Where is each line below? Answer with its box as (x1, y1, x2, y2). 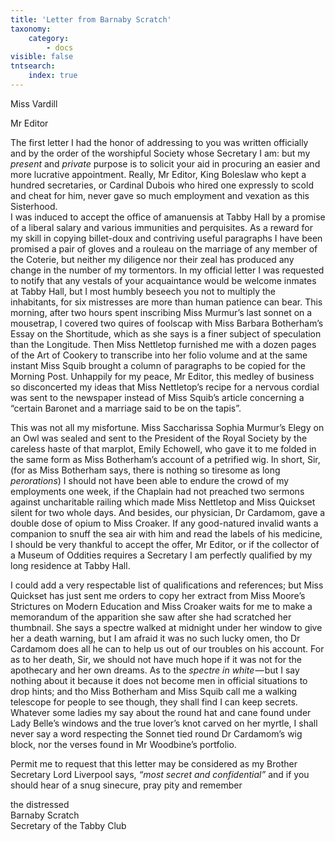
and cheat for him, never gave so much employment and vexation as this (10, 189, 310, 201)
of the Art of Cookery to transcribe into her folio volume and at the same (10, 349, 308, 361)
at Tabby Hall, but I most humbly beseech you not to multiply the (10, 285, 277, 297)
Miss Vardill (10, 97, 58, 110)
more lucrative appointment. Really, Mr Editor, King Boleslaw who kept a (10, 168, 307, 180)
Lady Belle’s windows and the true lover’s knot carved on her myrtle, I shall (10, 717, 318, 729)
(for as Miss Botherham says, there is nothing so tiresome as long (10, 464, 281, 476)
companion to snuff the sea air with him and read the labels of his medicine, (10, 527, 323, 540)
